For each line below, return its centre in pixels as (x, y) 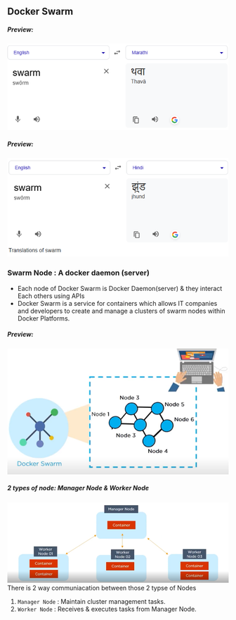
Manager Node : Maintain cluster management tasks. (91, 602)
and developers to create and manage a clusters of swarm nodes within (121, 311)
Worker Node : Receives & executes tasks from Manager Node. (107, 609)
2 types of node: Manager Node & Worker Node (78, 488)
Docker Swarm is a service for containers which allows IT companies (117, 303)
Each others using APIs (51, 296)
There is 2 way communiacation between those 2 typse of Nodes (102, 588)
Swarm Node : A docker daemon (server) (78, 273)
